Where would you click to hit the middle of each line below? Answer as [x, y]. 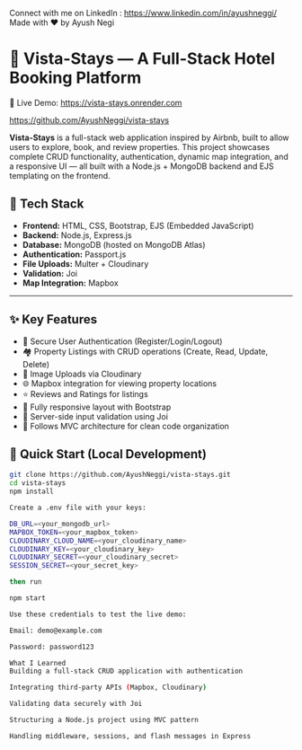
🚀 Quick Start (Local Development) [108, 454]
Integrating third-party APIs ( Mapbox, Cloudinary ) [108, 688]
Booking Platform [75, 78]
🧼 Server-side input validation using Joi [95, 416]
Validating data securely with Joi [76, 704]
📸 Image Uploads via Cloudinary [82, 374]
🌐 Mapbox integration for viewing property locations [120, 383]
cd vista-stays [38, 483]
